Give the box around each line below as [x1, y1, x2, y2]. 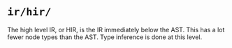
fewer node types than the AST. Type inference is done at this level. [7, 33, 203, 41]
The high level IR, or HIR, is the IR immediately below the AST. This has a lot [7, 25, 225, 34]
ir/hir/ [7, 5, 52, 19]
